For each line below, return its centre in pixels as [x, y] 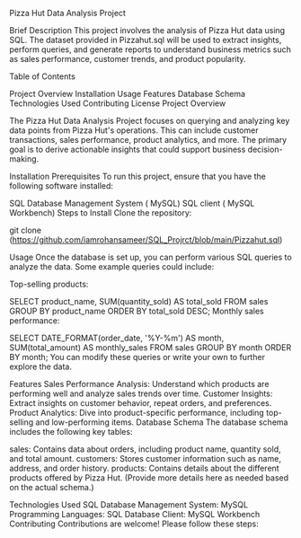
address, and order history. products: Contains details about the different [145, 468]
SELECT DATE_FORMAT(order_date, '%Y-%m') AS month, [117, 338]
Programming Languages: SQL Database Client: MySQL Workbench [135, 514]
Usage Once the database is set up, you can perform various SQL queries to [150, 257]
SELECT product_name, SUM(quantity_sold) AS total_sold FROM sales [139, 301]
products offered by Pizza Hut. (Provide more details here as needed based [149, 478]
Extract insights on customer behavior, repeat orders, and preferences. [141, 403]
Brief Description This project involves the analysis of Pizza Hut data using [147, 30]
